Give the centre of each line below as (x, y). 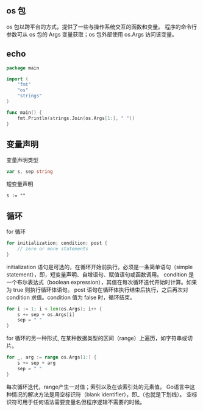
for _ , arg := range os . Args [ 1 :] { (52, 357)
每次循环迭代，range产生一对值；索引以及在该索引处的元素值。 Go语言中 (98, 387)
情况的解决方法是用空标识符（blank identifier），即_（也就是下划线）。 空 (101, 394)
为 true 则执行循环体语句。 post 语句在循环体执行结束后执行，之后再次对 (97, 290)
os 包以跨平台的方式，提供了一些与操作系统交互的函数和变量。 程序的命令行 (101, 27)
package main (23, 68)
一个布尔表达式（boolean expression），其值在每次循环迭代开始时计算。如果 (102, 282)
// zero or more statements (53, 248)
